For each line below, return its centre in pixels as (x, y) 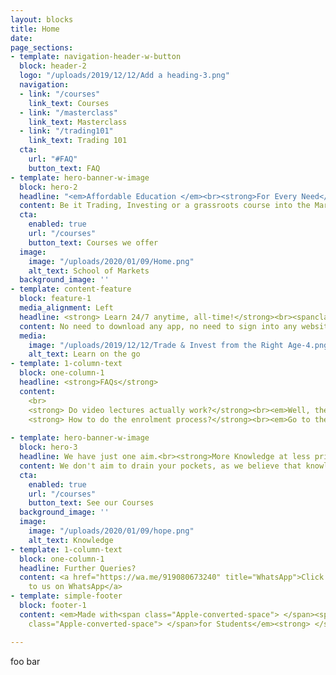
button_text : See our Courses (91, 503)
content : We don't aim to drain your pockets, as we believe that (160, 466)
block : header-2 (53, 66)
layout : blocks (42, 19)
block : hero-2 (48, 187)
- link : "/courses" (60, 94)
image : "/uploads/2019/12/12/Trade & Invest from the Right (156, 345)
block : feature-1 (55, 299)
